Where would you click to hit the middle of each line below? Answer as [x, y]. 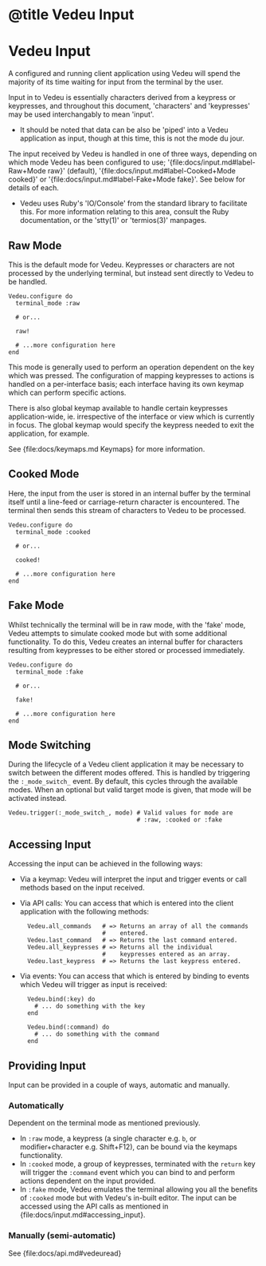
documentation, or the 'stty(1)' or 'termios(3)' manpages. [113, 221]
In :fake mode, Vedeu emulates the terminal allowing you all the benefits [139, 1189]
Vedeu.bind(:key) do [61, 999]
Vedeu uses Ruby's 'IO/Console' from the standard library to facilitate [133, 203]
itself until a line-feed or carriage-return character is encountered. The [124, 502]
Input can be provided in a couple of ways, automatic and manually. [119, 1085]
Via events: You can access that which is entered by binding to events [135, 976]
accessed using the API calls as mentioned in [94, 1206]
